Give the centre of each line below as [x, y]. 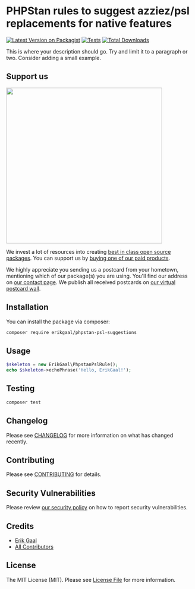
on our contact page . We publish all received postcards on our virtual [91, 282]
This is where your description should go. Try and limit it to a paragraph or [97, 51]
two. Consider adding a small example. [54, 58]
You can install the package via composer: [58, 322]
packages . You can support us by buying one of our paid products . [88, 258]
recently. [17, 442]
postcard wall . [23, 288]
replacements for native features [89, 23]
